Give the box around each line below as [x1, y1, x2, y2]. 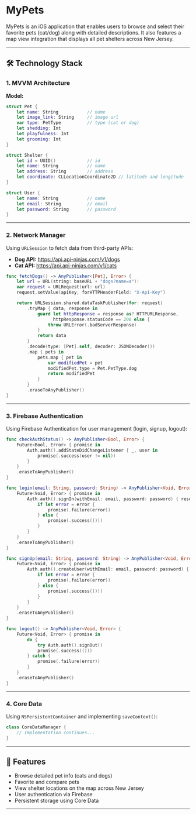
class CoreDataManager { [6, 724, 66, 730]
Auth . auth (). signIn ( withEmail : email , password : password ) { [27, 496, 179, 502]
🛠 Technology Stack [6, 59, 83, 68]
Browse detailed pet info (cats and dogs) [14, 772, 113, 779]
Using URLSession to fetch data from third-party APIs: [6, 244, 134, 252]
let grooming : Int [16, 136, 61, 142]
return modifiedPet [47, 371, 95, 377]
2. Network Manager [6, 231, 66, 239]
